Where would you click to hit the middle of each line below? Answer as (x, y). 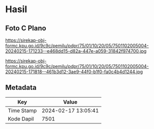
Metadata (21, 88)
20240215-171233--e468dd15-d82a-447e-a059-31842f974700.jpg (76, 51)
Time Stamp (22, 110)
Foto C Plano (26, 28)
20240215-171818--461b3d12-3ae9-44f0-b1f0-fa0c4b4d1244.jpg (74, 72)
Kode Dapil (21, 119)
